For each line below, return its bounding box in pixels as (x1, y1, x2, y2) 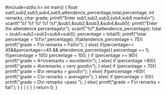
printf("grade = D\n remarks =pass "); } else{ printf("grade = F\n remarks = (5, 79, 160, 85)
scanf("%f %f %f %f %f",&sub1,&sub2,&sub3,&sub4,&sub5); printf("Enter (5, 20, 158, 26)
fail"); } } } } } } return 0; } (5, 84, 58, 90)
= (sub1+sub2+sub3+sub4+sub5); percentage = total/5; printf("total (5, 31, 146, 37)
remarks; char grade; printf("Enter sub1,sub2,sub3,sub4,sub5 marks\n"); (5, 15, 155, 21)
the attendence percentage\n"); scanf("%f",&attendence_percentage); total (5, 26, 161, 32)
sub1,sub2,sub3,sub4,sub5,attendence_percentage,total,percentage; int (5, 10, 154, 16)
